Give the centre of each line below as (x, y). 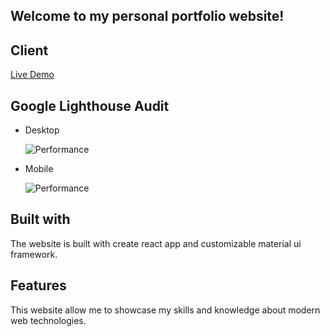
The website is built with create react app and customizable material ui (156, 243)
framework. (34, 254)
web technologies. (48, 320)
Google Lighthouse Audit (90, 105)
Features (38, 285)
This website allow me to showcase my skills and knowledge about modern (165, 310)
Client (29, 50)
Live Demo (32, 75)
